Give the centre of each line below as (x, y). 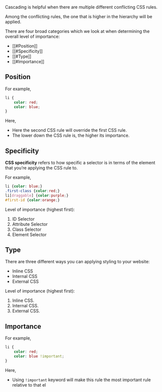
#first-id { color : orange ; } (32, 200)
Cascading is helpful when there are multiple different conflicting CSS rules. (81, 7)
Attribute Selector (30, 224)
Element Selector (29, 234)
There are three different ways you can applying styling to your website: (77, 262)
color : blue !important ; (39, 356)
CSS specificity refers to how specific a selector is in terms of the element (80, 163)
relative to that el (29, 385)
